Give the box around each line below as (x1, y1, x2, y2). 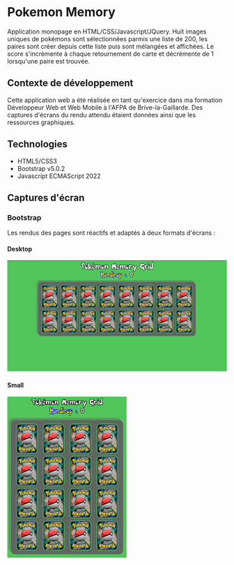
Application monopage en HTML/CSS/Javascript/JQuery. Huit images (7, 27, 207, 36)
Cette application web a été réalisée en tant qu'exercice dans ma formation (7, 96, 223, 104)
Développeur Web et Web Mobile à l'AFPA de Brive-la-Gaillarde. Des (7, 103, 203, 112)
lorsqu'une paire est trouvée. (7, 57, 91, 65)
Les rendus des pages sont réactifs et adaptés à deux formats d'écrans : (7, 228, 216, 237)
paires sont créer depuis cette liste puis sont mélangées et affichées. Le (7, 42, 214, 50)
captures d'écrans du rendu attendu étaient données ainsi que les (7, 110, 196, 119)
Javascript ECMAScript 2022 (17, 172, 101, 180)
